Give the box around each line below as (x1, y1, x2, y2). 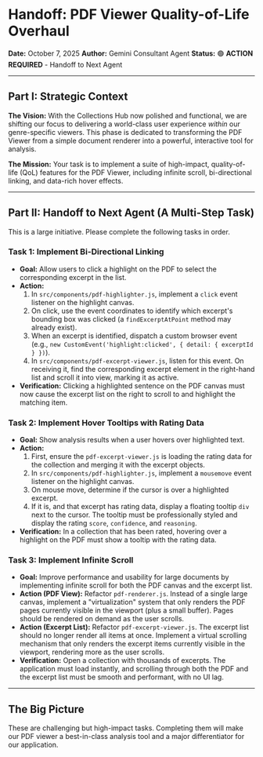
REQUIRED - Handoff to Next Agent (8, 60, 123, 69)
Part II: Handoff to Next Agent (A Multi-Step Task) (8, 206, 255, 220)
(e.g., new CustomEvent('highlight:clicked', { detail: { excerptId (31, 339, 254, 348)
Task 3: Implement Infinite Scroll (8, 555, 134, 566)
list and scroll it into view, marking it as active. (31, 373, 179, 382)
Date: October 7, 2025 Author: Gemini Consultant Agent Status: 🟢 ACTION (8, 49, 254, 58)
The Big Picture (8, 702, 85, 715)
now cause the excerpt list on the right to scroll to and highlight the (19, 389, 236, 399)
